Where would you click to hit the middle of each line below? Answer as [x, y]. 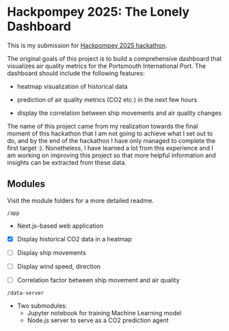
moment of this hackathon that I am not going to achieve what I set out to [110, 133]
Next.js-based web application [60, 226]
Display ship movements [52, 252]
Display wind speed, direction [59, 266]
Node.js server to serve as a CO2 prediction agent [98, 320]
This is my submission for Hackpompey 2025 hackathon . [87, 45]
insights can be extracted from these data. [67, 162]
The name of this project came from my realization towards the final [103, 126]
